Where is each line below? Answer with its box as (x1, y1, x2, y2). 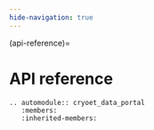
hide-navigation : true (9, 12, 93, 22)
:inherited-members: (20, 113, 98, 123)
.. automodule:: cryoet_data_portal (9, 98, 145, 107)
